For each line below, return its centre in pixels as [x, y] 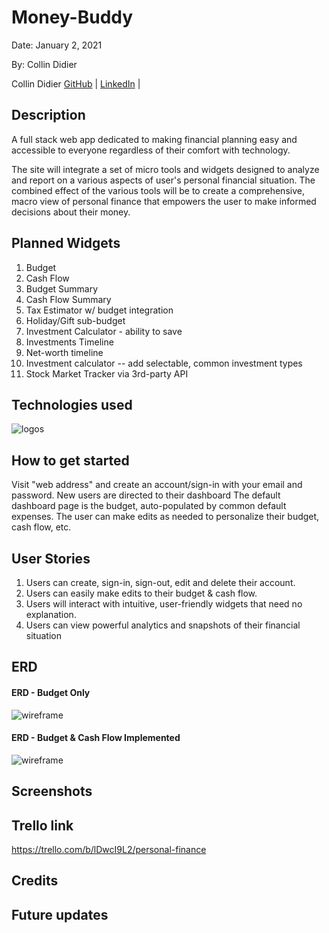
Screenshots [52, 791]
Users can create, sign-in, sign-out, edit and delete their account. [160, 582]
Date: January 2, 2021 [57, 45]
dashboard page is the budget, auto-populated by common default [149, 506]
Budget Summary [62, 288]
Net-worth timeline [64, 352]
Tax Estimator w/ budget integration [99, 310]
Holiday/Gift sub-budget [75, 320]
